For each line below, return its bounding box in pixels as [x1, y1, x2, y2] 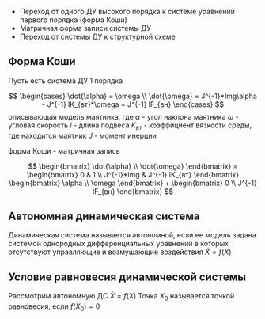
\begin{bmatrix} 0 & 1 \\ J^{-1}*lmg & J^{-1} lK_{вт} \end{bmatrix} [26, 169, 240, 179]
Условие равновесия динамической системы [8, 270, 247, 283]
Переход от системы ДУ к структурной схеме [19, 32, 176, 41]
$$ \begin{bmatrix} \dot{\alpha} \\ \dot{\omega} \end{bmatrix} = [27, 161, 239, 171]
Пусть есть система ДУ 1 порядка [8, 75, 123, 85]
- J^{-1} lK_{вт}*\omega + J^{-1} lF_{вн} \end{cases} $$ [42, 99, 224, 109]
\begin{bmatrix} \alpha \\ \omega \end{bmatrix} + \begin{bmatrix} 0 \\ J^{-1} [9, 178, 257, 188]
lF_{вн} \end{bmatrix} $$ [92, 186, 174, 196]
